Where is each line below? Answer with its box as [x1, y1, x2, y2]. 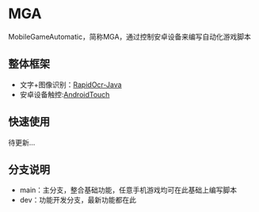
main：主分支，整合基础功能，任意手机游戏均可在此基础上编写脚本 [19, 185, 238, 195]
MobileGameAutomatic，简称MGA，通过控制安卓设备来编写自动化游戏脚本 [8, 32, 252, 41]
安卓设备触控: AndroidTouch [19, 89, 110, 99]
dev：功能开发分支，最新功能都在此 [19, 195, 137, 205]
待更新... [8, 138, 36, 147]
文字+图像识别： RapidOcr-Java [19, 80, 122, 89]
